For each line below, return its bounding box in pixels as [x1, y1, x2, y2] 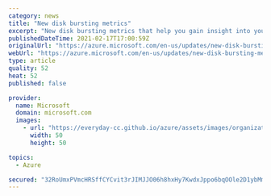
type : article [8, 57, 56, 65]
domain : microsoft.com [15, 109, 92, 117]
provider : [8, 94, 42, 102]
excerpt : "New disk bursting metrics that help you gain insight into [8, 27, 251, 35]
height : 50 [29, 139, 67, 147]
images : [15, 116, 42, 125]
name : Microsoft [15, 102, 70, 110]
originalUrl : [8, 42, 52, 50]
